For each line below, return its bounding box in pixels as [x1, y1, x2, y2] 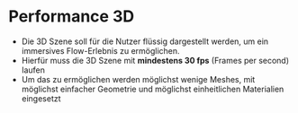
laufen [21, 65, 46, 75]
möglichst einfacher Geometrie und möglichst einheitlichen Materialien [21, 83, 284, 94]
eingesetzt [21, 92, 61, 104]
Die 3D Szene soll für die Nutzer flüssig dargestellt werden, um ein [21, 36, 269, 47]
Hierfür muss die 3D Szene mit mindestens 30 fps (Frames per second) [21, 55, 290, 65]
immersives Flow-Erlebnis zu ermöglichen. [21, 45, 181, 56]
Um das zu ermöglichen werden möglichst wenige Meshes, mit [21, 74, 256, 84]
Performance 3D [8, 6, 135, 27]
